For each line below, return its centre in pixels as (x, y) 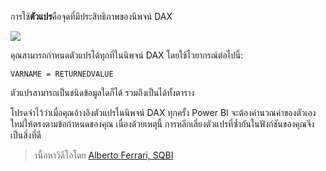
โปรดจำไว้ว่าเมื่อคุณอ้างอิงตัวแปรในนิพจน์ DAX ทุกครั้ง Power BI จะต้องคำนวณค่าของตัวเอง (163, 112)
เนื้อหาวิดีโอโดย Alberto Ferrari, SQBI (104, 155)
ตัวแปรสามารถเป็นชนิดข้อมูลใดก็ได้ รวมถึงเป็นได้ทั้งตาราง (102, 92)
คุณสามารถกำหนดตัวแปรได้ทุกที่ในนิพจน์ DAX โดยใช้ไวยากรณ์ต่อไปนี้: (127, 55)
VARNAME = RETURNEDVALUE (62, 74)
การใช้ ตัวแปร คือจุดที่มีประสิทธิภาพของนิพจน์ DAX (91, 16)
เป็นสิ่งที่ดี (26, 135)
